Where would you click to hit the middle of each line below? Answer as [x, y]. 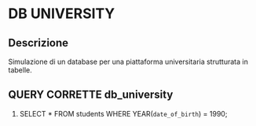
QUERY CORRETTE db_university [91, 95]
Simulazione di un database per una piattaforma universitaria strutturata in [128, 61]
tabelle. [20, 70]
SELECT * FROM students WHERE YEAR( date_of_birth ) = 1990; [123, 113]
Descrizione [38, 43]
